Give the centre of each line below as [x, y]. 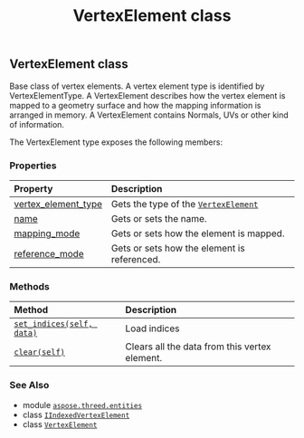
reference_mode [49, 253]
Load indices [152, 328]
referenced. [136, 259]
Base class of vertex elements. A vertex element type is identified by [137, 86]
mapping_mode [47, 233]
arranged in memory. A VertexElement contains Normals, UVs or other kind [149, 115]
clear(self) [40, 352]
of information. [37, 124]
